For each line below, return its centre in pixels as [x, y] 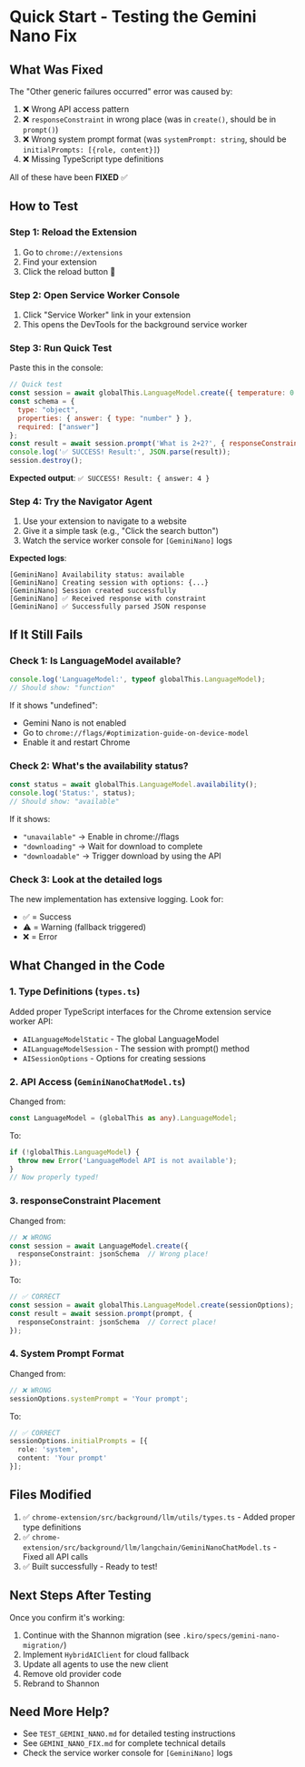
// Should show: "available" [64, 801]
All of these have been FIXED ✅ [69, 177]
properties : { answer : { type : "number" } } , [105, 418]
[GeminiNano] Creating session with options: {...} [109, 583]
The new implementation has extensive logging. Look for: [117, 899]
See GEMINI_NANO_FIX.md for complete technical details [124, 1743]
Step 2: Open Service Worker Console [94, 295]
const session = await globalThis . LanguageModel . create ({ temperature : [148, 393]
